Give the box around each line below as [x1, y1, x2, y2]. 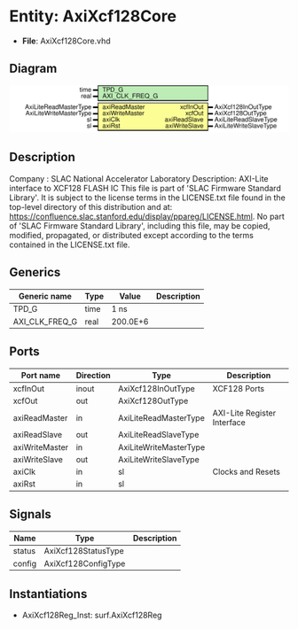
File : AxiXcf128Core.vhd [21, 35, 111, 46]
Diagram [9, 61, 58, 76]
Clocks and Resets [212, 467, 281, 478]
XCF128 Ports [212, 383, 264, 393]
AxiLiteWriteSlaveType [118, 454, 200, 464]
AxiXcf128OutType [118, 395, 189, 406]
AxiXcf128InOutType [118, 383, 195, 393]
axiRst [12, 478, 35, 489]
